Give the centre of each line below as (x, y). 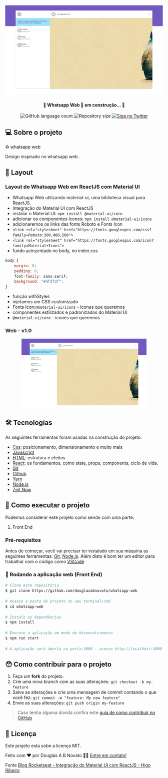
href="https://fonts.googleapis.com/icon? (109, 240)
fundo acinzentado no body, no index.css (55, 251)
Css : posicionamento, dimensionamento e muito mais (67, 447)
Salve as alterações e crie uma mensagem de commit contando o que (84, 692)
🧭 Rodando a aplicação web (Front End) (54, 574)
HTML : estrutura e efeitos (39, 457)
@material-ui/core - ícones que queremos (56, 318)
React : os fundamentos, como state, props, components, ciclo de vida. (85, 463)
